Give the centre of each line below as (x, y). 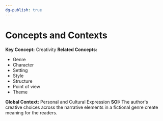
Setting (20, 70)
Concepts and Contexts (57, 35)
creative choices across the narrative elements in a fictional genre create (82, 107)
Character (23, 65)
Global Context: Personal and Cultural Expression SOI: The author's (77, 102)
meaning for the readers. (31, 112)
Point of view (26, 86)
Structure (22, 81)
